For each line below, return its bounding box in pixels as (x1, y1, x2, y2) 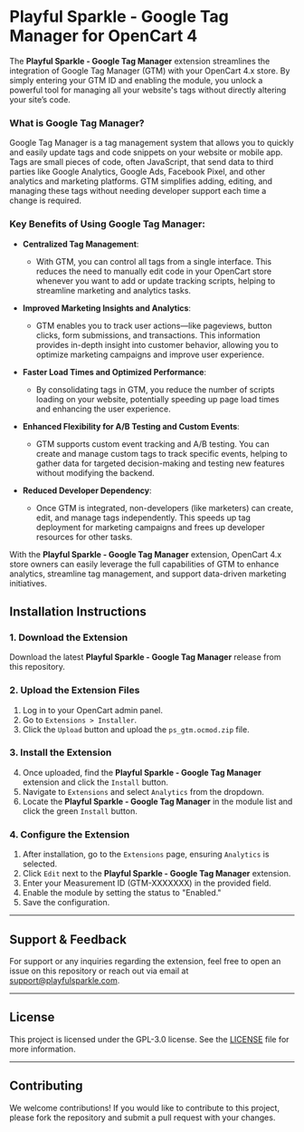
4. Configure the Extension (9, 827, 130, 840)
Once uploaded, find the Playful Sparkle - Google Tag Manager (22, 767, 261, 778)
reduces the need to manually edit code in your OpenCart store (35, 266, 272, 276)
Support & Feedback (9, 932, 128, 947)
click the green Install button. (22, 805, 138, 817)
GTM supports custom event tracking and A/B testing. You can (35, 438, 270, 450)
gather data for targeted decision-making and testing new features (35, 458, 285, 469)
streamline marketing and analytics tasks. (35, 285, 192, 295)
